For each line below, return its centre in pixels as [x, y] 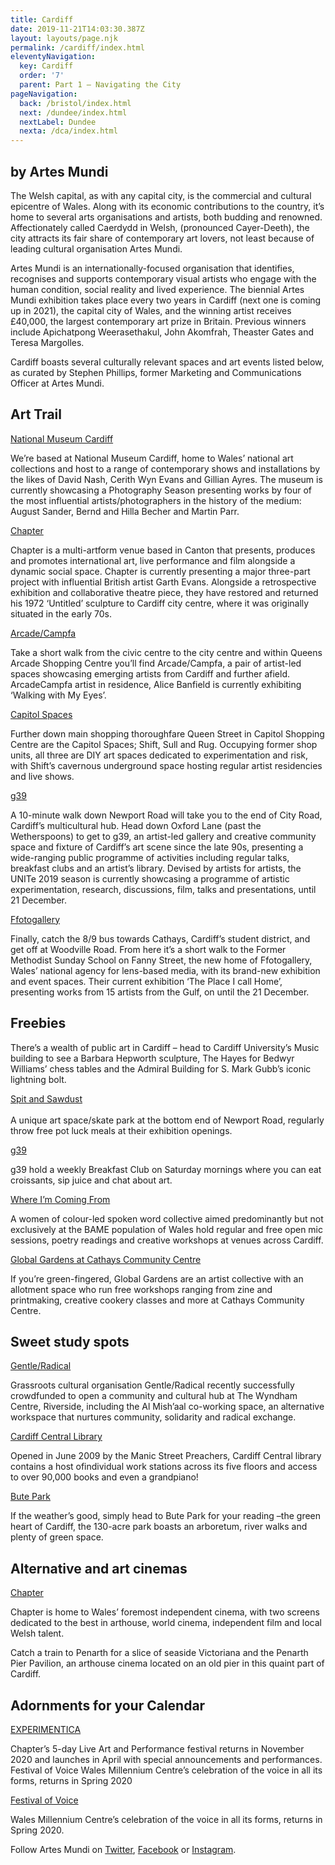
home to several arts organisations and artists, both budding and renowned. [166, 217]
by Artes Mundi [59, 171]
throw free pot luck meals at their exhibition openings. [121, 1130]
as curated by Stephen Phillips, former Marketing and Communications [156, 372]
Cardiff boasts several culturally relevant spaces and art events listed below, [167, 362]
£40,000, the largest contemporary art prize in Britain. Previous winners [158, 321]
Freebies [38, 1023]
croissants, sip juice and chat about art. [91, 1180]
